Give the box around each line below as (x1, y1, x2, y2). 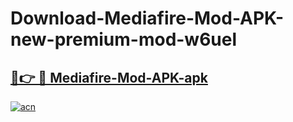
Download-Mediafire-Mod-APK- (10, 7, 285, 30)
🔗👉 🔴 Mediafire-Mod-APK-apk (10, 69, 208, 86)
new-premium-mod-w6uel (10, 28, 238, 51)
